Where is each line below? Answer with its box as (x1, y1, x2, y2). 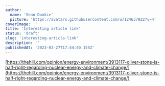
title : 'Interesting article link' (5, 26, 81, 31)
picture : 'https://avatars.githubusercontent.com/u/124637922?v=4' (10, 17, 157, 22)
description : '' (5, 40, 40, 46)
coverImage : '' (5, 21, 38, 27)
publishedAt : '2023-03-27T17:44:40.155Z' (5, 45, 95, 50)
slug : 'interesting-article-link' (5, 36, 79, 41)
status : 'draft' (5, 31, 40, 36)
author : (5, 7, 22, 13)
